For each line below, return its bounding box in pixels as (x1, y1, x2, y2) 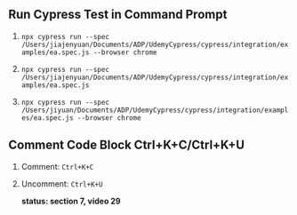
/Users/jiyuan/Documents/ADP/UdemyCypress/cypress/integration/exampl (20, 106, 289, 115)
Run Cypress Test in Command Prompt (8, 7, 228, 22)
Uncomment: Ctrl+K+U (20, 178, 103, 189)
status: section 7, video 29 (20, 195, 121, 206)
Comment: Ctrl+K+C (20, 161, 94, 171)
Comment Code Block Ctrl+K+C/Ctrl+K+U (8, 138, 245, 153)
